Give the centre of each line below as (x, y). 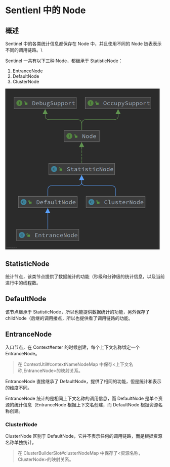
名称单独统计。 (21, 442)
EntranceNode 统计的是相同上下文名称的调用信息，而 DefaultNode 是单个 (82, 398)
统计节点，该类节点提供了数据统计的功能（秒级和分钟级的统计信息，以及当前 (85, 276)
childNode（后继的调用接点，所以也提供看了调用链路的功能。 (69, 318)
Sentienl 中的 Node (46, 10)
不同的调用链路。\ (24, 50)
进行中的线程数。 (23, 283)
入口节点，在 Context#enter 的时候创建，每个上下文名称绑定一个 (73, 347)
